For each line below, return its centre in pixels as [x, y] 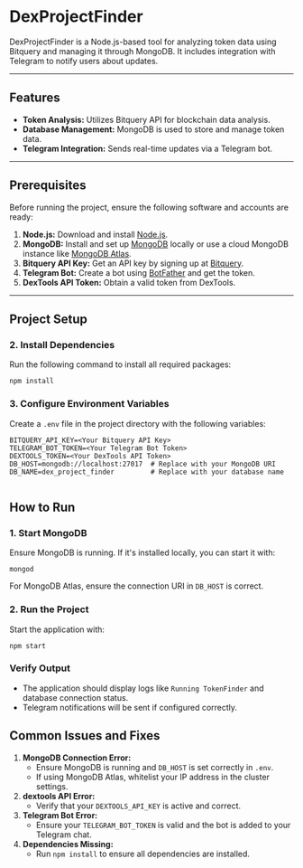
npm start [28, 646]
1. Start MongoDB [48, 533]
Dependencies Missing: [68, 844]
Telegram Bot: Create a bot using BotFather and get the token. [138, 272]
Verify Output [40, 668]
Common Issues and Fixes [85, 736]
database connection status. [75, 697]
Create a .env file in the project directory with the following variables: [138, 423]
